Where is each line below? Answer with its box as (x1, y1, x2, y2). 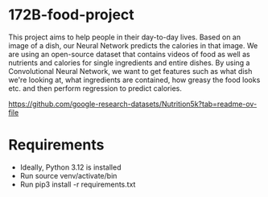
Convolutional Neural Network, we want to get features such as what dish (8, 66, 253, 76)
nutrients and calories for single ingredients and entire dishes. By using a (8, 58, 250, 68)
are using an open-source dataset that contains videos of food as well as (8, 49, 251, 59)
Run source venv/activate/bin (19, 170, 118, 180)
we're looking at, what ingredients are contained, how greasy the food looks (8, 75, 261, 84)
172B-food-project (8, 6, 134, 24)
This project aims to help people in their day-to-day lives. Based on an (8, 32, 241, 42)
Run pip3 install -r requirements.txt (19, 179, 136, 189)
